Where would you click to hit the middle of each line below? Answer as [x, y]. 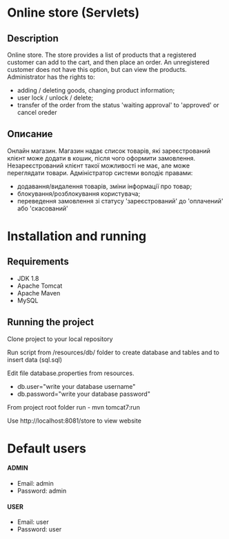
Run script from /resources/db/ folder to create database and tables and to [113, 352]
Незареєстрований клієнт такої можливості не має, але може [99, 165]
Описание [30, 134]
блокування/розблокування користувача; [79, 193]
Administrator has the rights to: [51, 77]
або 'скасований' [42, 208]
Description [33, 38]
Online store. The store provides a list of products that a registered [102, 55]
